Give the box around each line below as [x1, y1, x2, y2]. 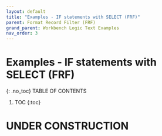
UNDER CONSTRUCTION [6, 120, 129, 132]
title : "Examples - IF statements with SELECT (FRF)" [6, 14, 141, 20]
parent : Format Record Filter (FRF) [6, 19, 96, 25]
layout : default [6, 8, 46, 15]
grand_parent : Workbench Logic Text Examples [6, 25, 119, 31]
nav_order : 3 [6, 30, 38, 36]
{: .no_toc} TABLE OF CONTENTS [6, 87, 87, 94]
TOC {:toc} [14, 99, 41, 106]
